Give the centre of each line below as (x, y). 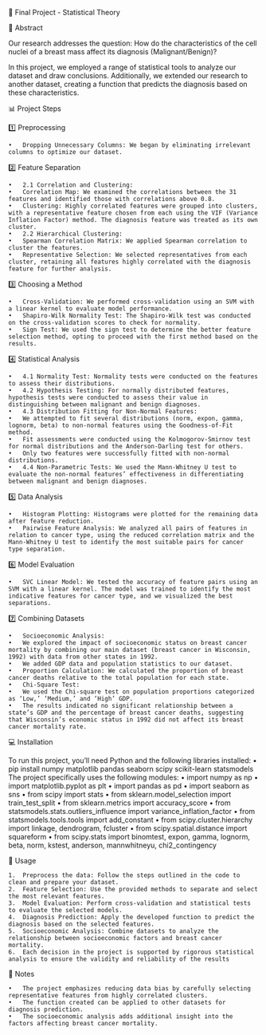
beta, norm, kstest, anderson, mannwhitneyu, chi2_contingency (113, 845)
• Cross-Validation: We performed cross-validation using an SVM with (131, 302)
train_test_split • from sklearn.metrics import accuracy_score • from (119, 803)
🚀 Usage (22, 861)
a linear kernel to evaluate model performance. (90, 309)
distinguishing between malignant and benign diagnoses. (105, 405)
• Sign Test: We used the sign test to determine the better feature (129, 330)
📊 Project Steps (35, 109)
